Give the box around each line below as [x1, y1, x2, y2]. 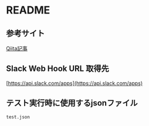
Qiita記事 [6, 45, 28, 52]
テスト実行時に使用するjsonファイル [6, 98, 138, 108]
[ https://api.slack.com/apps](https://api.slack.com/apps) [6, 80, 143, 87]
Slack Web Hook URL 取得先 [6, 64, 110, 74]
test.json [6, 114, 31, 120]
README [6, 4, 50, 17]
